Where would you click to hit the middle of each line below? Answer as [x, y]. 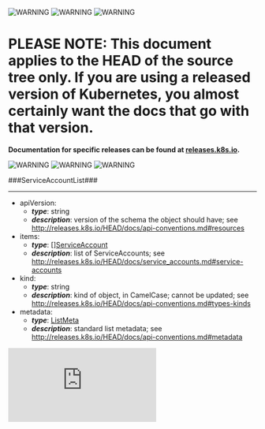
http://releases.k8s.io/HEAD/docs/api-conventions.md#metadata [137, 337]
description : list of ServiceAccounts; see [98, 253]
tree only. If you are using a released [129, 78]
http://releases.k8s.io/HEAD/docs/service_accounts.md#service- [137, 261]
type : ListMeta [55, 320]
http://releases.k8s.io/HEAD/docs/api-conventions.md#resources [138, 228]
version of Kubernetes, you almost [124, 94]
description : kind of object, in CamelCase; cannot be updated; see [140, 295]
